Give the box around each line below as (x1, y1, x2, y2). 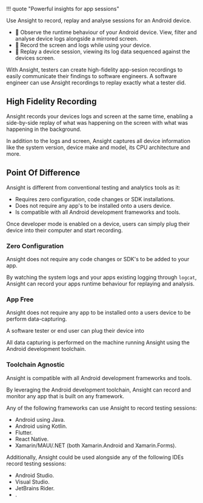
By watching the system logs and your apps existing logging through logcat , (6, 273, 197, 281)
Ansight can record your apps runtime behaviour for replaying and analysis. (6, 280, 195, 287)
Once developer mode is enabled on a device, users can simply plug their (6, 220, 190, 227)
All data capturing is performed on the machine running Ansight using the (6, 339, 190, 346)
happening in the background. (6, 125, 82, 133)
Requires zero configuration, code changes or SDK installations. (15, 195, 175, 202)
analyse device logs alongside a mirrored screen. (15, 35, 138, 42)
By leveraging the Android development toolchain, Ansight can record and (6, 386, 191, 393)
